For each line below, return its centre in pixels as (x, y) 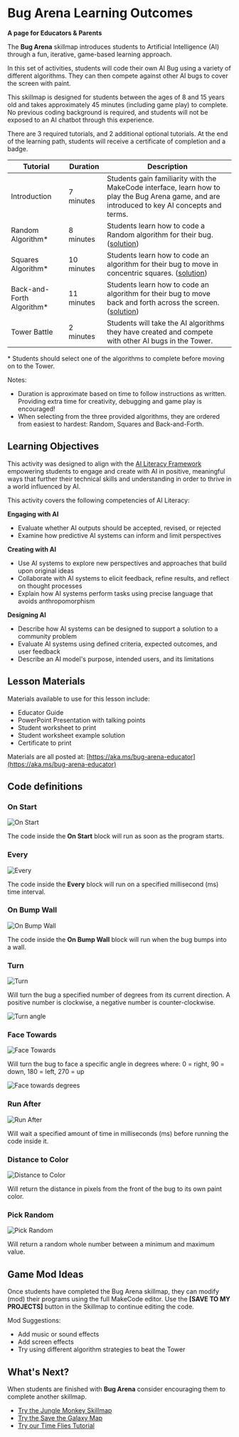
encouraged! (36, 409)
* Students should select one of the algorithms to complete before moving (116, 358)
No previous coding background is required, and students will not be (108, 112)
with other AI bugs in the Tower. (160, 340)
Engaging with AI (33, 514)
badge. (18, 148)
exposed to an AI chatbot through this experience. (81, 120)
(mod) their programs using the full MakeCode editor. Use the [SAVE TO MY (119, 1299)
